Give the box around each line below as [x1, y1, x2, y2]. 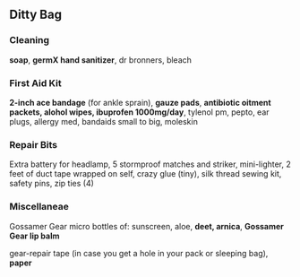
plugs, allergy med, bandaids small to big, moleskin [9, 116, 199, 126]
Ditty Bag [9, 7, 63, 22]
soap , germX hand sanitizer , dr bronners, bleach [9, 54, 193, 65]
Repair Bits [9, 138, 58, 151]
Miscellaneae [9, 201, 69, 213]
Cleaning [9, 34, 50, 47]
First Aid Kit [9, 76, 62, 89]
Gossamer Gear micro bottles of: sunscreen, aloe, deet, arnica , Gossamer [9, 221, 285, 231]
